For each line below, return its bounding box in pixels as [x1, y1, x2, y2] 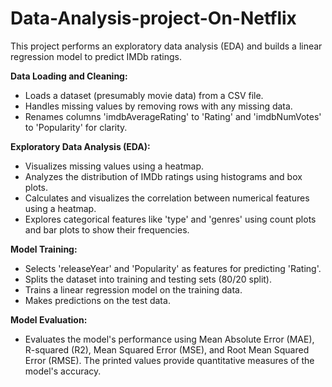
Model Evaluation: [10, 313, 88, 326]
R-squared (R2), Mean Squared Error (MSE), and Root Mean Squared [24, 343, 310, 356]
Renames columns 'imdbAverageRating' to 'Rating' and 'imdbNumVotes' [24, 110, 322, 122]
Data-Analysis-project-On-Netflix [10, 7, 297, 30]
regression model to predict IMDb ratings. [10, 50, 182, 62]
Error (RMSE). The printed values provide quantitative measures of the [24, 354, 315, 366]
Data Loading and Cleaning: [10, 70, 128, 82]
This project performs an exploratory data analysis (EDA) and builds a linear [10, 40, 323, 52]
